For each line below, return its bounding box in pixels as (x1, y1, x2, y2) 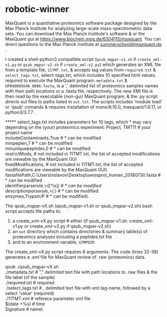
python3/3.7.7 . (5, 109, 36, 115)
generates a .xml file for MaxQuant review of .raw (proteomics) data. (5, 254, 146, 260)
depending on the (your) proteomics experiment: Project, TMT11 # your (5, 124, 151, 130)
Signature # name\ (5, 306, 43, 312)
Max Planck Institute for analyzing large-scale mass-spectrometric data (5, 25, 153, 31)
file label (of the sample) (5, 274, 55, 280)
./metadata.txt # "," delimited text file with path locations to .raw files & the (5, 269, 158, 275)
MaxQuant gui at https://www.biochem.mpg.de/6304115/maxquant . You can (5, 36, 161, 42)
